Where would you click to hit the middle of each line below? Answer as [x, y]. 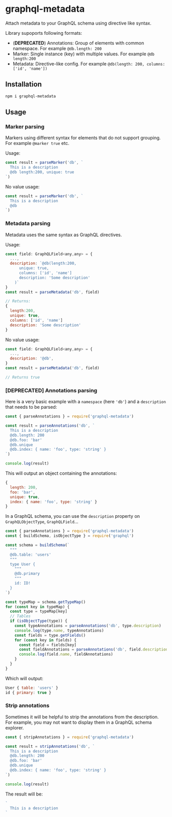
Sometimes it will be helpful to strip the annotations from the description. [82, 717]
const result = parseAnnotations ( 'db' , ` [50, 426]
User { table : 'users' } [32, 688]
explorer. [15, 727]
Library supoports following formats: [44, 33]
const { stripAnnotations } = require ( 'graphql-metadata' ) [70, 737]
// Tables [20, 616]
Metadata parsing [28, 223]
